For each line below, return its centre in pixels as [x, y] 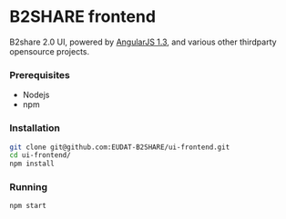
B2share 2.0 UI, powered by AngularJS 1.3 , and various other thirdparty [143, 42]
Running [29, 187]
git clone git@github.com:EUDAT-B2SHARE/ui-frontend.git [120, 147]
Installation [35, 128]
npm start [28, 206]
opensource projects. [50, 51]
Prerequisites [40, 75]
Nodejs [36, 95]
